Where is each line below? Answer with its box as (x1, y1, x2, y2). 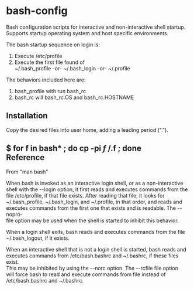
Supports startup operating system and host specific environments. (6, 29, 169, 36)
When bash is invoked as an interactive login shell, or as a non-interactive (6, 179, 183, 186)
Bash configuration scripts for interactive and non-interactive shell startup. (6, 23, 186, 30)
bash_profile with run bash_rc (14, 87, 86, 94)
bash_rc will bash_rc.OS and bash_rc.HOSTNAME (14, 94, 134, 101)
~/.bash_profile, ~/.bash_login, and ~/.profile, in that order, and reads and (6, 198, 183, 205)
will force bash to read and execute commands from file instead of (6, 271, 166, 278)
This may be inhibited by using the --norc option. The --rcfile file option (6, 264, 178, 271)
